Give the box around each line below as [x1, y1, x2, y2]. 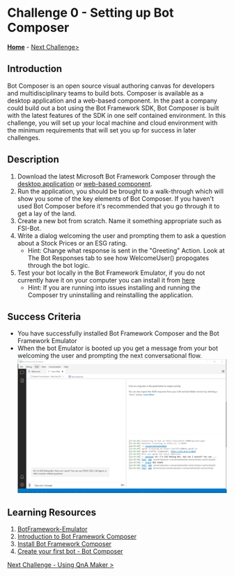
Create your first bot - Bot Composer [17, 547, 123, 556]
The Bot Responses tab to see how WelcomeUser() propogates [27, 253, 210, 262]
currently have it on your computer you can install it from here [17, 275, 195, 284]
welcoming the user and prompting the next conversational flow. [17, 351, 202, 360]
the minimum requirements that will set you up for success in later [7, 126, 196, 134]
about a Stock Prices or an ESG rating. [17, 238, 127, 247]
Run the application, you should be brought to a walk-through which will [17, 187, 224, 195]
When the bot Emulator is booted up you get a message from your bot [17, 344, 218, 353]
